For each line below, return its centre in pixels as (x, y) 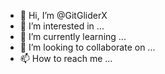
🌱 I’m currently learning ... (73, 36)
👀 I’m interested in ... (62, 26)
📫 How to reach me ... (66, 58)
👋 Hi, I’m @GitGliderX (63, 15)
